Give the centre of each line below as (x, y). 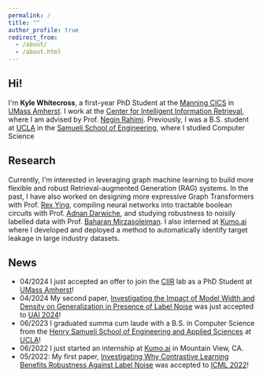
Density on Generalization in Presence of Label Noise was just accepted (137, 306)
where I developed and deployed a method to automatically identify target (128, 229)
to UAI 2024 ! (40, 315)
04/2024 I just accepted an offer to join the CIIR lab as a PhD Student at (136, 282)
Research (32, 161)
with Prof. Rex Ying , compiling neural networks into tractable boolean (120, 204)
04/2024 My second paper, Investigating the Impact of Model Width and (137, 298)
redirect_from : (33, 37)
